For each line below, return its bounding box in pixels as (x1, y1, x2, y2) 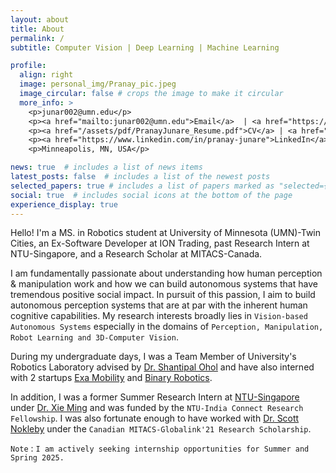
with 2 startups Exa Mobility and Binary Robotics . (10, 372, 213, 384)
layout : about (10, 14, 70, 25)
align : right (19, 70, 74, 80)
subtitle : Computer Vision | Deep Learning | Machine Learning (10, 42, 280, 53)
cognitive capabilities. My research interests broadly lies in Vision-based (10, 310, 308, 322)
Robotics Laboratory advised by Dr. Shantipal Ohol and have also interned (10, 361, 315, 373)
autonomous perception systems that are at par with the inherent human (10, 299, 308, 311)
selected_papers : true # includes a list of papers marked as (10, 181, 275, 191)
